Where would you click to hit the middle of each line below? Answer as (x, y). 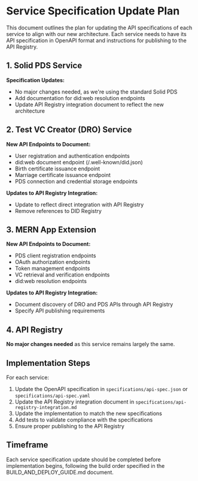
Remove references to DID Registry (58, 211)
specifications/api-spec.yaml (53, 396)
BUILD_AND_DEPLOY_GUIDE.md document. (60, 472)
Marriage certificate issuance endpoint (63, 175)
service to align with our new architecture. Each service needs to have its (96, 34)
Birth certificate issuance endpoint (57, 169)
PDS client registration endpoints (55, 255)
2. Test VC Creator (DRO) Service (69, 130)
